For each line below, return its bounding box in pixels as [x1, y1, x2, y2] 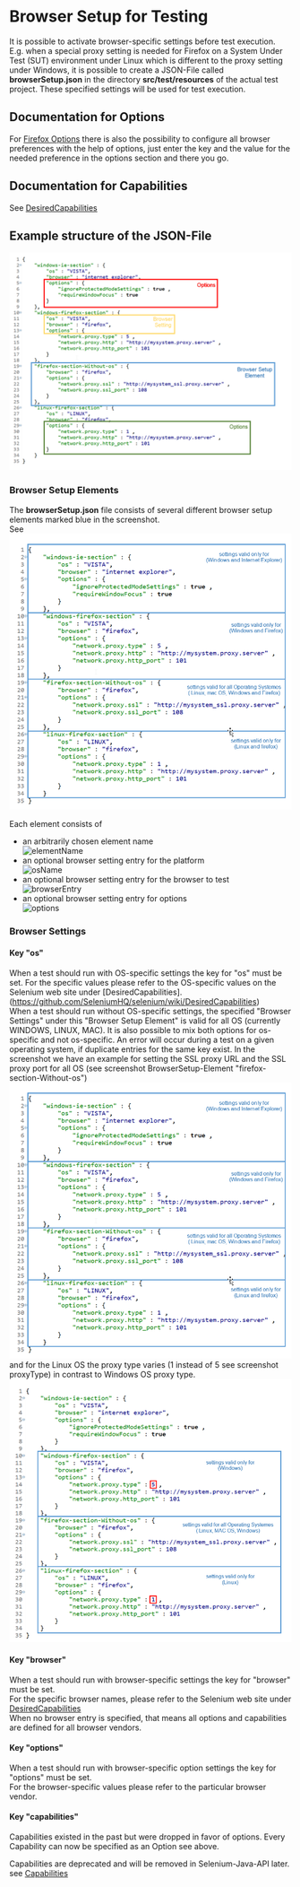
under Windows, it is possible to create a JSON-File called [9, 65, 224, 75]
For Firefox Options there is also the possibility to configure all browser [9, 133, 270, 144]
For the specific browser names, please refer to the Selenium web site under [9, 1693, 292, 1704]
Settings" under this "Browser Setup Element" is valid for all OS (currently [9, 1015, 281, 1026]
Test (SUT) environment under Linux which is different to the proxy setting [9, 55, 284, 65]
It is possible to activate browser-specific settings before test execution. [9, 36, 276, 47]
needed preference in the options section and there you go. [9, 152, 229, 163]
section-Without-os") [9, 1072, 88, 1083]
